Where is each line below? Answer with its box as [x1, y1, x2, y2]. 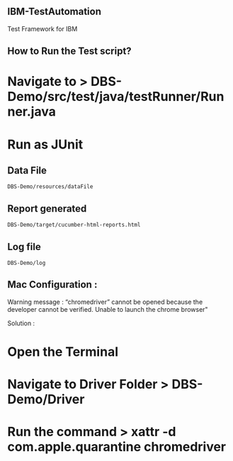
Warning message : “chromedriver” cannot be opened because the [7, 298, 203, 306]
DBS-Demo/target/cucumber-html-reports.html [7, 222, 141, 229]
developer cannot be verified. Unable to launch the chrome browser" [7, 305, 208, 313]
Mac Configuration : [7, 278, 98, 291]
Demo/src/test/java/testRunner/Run [7, 89, 225, 105]
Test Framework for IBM [7, 24, 78, 33]
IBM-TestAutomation [7, 6, 101, 18]
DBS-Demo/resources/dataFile [7, 183, 93, 190]
